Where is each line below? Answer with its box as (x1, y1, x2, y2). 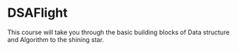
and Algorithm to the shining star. (7, 35, 105, 43)
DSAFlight (7, 5, 69, 21)
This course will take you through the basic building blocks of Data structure (7, 28, 230, 36)
